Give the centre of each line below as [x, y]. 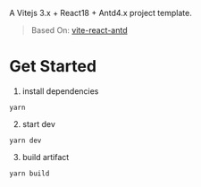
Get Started [53, 67]
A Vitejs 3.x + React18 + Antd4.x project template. [100, 13]
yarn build [29, 174]
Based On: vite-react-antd [79, 30]
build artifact [46, 157]
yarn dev [25, 140]
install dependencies [60, 91]
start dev [39, 123]
